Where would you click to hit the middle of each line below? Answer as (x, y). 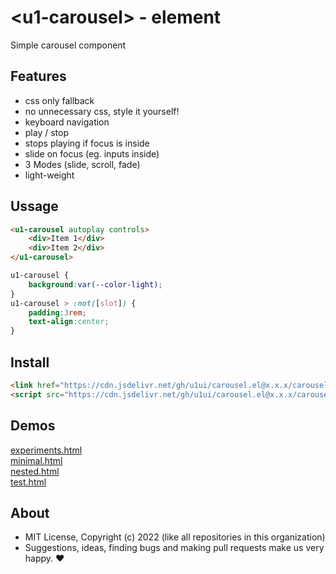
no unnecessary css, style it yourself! (102, 111)
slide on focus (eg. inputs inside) (92, 153)
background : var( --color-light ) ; (95, 284)
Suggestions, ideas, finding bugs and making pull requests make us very (174, 548)
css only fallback (59, 100)
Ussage (34, 206)
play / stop (47, 132)
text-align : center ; (69, 322)
